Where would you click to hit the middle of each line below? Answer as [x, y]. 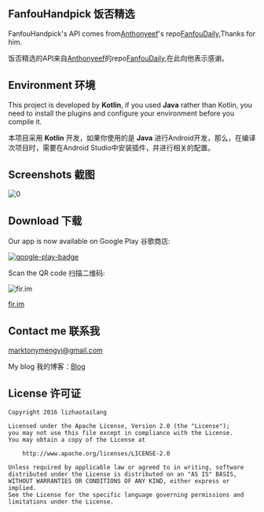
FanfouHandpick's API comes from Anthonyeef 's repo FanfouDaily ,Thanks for [132, 33]
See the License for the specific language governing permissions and [126, 495]
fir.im [16, 304]
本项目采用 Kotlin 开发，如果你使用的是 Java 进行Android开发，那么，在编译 [132, 138]
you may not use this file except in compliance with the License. [121, 433]
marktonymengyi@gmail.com [56, 350]
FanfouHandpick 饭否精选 [71, 14]
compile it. [25, 121]
